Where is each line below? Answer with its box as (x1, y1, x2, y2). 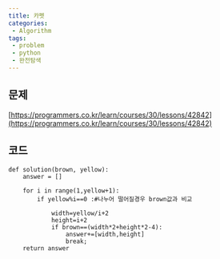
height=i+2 (50, 216, 88, 225)
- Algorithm (11, 26, 52, 34)
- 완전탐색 (11, 57, 42, 65)
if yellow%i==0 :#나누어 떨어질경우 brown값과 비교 (37, 195, 193, 203)
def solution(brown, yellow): (8, 165, 110, 173)
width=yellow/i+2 (50, 209, 110, 217)
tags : (8, 34, 26, 42)
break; (65, 237, 88, 245)
